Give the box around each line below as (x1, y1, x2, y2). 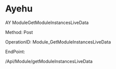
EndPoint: (5, 48, 25, 54)
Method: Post (5, 29, 33, 35)
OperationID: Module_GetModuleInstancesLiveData (5, 38, 111, 45)
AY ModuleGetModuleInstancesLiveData (5, 19, 89, 25)
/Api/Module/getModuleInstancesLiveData (5, 58, 93, 64)
